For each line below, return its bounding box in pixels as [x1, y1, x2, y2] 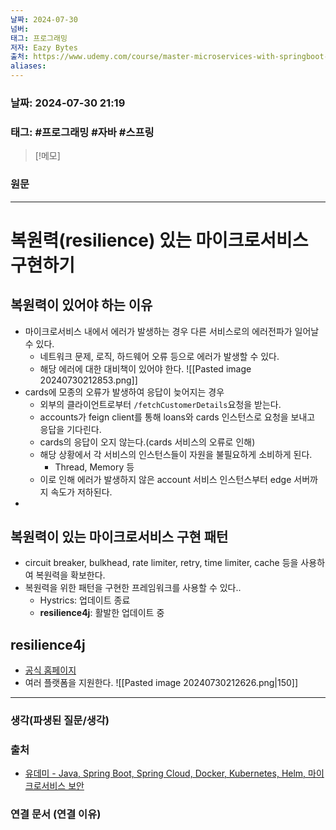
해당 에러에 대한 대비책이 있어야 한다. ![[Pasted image [39, 362, 252, 375]
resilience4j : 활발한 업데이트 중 [39, 607, 165, 619]
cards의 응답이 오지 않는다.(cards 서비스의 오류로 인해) [39, 436, 256, 448]
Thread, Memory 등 [54, 461, 135, 473]
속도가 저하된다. [50, 486, 113, 498]
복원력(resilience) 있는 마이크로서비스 [10, 229, 309, 251]
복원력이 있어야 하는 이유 [10, 297, 153, 314]
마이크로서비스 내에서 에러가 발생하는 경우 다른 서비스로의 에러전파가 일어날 [24, 325, 320, 337]
